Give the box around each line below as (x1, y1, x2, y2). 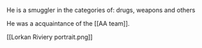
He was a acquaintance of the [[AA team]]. (6, 19, 130, 27)
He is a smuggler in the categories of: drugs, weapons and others (6, 6, 196, 14)
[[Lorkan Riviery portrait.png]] (6, 33, 93, 41)
